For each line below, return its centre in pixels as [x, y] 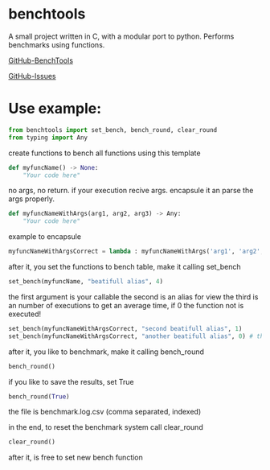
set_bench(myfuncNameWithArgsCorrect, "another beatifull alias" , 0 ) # [131, 336]
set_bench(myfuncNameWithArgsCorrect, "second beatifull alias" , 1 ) [125, 328]
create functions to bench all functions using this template [104, 153]
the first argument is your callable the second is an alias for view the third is [133, 297]
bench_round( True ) [39, 396]
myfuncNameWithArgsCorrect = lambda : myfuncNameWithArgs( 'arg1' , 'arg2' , [136, 251]
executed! [25, 314]
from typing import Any [48, 138]
